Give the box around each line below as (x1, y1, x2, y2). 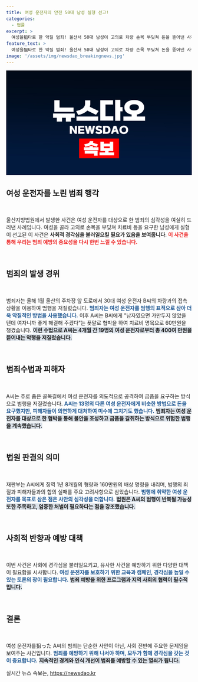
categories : (6, 15, 35, 22)
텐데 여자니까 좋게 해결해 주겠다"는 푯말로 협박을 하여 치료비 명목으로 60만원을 (6, 319, 187, 326)
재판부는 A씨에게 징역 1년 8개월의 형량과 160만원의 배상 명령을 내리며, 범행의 (6, 481, 183, 488)
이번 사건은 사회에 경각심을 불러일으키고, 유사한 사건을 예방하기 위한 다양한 (6, 562, 178, 569)
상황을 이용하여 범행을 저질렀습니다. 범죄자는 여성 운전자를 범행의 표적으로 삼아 (6, 304, 186, 311)
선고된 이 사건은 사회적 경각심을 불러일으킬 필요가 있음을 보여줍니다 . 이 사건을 (12, 231, 189, 239)
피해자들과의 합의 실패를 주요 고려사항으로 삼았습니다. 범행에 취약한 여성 (16, 488, 182, 495)
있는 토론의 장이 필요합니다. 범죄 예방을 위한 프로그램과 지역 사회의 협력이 (6, 576, 173, 583)
